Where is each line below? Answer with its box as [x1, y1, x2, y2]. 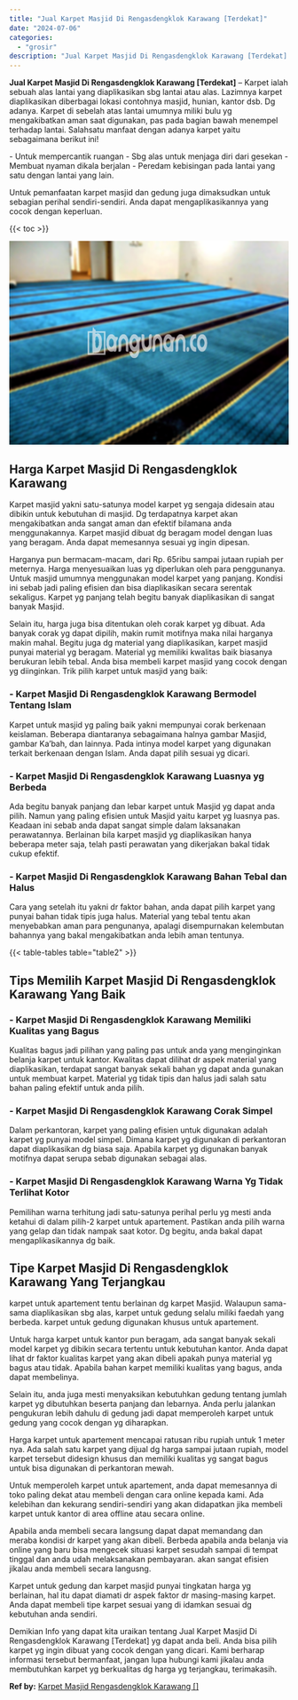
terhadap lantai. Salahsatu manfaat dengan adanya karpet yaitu [9, 124, 241, 135]
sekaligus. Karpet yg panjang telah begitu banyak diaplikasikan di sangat [9, 592, 275, 603]
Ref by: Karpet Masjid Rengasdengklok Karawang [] [9, 1681, 200, 1692]
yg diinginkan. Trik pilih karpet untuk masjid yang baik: [9, 666, 208, 677]
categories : [9, 33, 53, 42]
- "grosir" [17, 43, 58, 52]
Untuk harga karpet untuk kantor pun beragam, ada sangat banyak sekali [9, 1334, 277, 1345]
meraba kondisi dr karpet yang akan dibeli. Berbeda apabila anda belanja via [9, 1535, 288, 1545]
